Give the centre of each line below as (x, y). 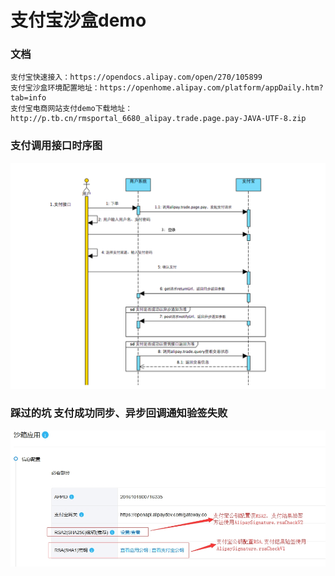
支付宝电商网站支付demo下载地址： (71, 109)
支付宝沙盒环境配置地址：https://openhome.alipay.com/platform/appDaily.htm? (167, 88)
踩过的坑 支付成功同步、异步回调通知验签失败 (119, 413)
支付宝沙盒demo (78, 20)
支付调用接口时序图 (56, 146)
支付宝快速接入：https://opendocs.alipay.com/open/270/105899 (136, 77)
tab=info (28, 98)
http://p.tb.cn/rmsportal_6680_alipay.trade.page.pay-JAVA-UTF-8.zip (158, 119)
